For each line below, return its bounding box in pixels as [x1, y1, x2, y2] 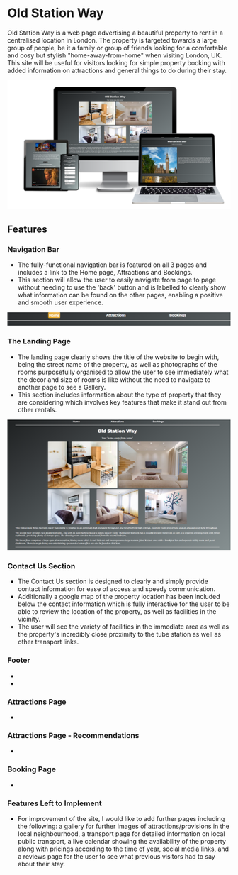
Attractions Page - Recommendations [7, 731, 140, 740]
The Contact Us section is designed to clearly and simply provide [17, 577, 209, 586]
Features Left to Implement [7, 798, 103, 808]
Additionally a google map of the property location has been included [17, 593, 220, 601]
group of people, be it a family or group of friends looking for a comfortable [7, 43, 228, 52]
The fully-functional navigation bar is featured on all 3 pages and [17, 260, 208, 269]
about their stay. [17, 859, 66, 868]
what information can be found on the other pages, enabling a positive [17, 291, 223, 299]
